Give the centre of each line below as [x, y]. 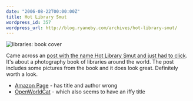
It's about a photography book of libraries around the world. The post [90, 62]
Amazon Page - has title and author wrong [66, 86]
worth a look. [22, 74]
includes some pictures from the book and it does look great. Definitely [92, 68]
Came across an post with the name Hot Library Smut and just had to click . [97, 55]
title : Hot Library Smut [36, 17]
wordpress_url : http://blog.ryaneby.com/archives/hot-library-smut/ [92, 28]
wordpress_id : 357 [29, 22]
